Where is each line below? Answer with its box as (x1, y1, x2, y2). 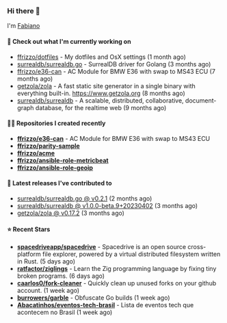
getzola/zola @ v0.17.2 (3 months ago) (16, 209, 125, 217)
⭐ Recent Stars (7, 225, 51, 233)
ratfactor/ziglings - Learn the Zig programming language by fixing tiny (16, 265, 217, 273)
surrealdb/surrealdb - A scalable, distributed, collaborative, (16, 96, 184, 105)
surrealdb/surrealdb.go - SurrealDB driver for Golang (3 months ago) (16, 60, 211, 68)
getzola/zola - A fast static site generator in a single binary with (16, 81, 196, 90)
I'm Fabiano (7, 22, 40, 30)
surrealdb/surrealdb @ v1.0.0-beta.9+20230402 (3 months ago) (16, 201, 198, 209)
